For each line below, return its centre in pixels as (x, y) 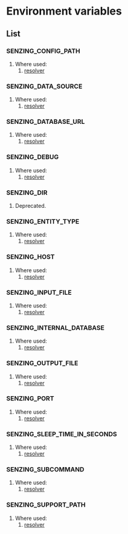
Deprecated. (30, 206)
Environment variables (64, 11)
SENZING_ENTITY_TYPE (43, 221)
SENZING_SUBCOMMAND (45, 470)
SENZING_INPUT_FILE (39, 292)
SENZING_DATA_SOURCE (44, 86)
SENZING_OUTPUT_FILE (42, 363)
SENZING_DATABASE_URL (46, 122)
